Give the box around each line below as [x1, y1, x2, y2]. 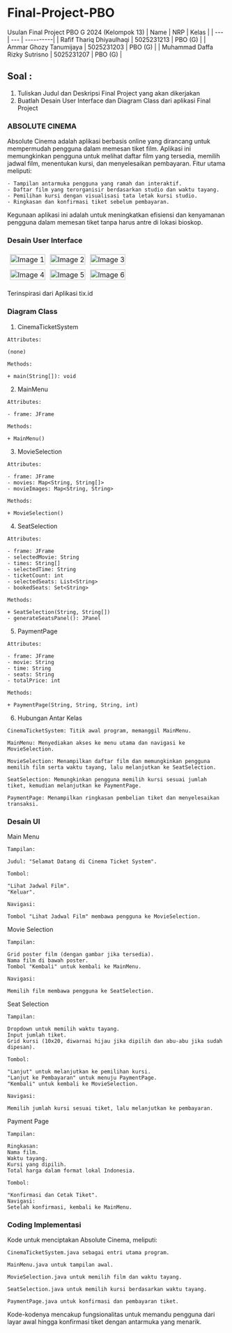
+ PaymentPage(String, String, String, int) [7, 701, 139, 709]
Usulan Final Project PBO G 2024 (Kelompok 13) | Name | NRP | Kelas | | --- [7, 28, 224, 36]
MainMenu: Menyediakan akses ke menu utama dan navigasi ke [7, 739, 186, 746]
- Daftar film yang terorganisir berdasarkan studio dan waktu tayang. [7, 186, 219, 193]
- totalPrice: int [7, 677, 61, 684]
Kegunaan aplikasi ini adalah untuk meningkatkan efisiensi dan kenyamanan [7, 211, 225, 219]
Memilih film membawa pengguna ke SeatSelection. [7, 987, 155, 995]
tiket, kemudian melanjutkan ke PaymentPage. [7, 782, 141, 789]
